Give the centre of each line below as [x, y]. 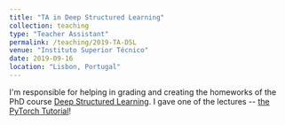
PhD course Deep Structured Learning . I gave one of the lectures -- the [140, 101]
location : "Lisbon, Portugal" [65, 67]
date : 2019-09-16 [41, 59]
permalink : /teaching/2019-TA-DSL [73, 42]
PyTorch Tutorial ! [40, 111]
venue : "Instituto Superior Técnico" [79, 51]
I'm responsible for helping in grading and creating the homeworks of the [143, 92]
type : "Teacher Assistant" [59, 34]
